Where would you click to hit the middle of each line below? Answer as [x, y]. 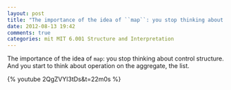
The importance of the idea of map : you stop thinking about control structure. [115, 58]
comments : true [29, 33]
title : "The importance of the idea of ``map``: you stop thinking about [115, 20]
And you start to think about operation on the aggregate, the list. [98, 66]
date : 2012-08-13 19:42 [41, 26]
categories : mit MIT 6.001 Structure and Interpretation [91, 39]
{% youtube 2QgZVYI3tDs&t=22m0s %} [64, 79]
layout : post [26, 13]
